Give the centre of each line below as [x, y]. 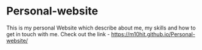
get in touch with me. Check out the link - [58, 34]
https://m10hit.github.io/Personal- [153, 34]
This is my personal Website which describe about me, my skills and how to [101, 28]
